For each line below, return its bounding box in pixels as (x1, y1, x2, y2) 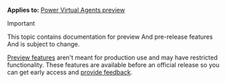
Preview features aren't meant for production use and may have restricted (7, 53, 218, 62)
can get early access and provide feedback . (7, 68, 133, 76)
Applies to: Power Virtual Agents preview (7, 6, 126, 14)
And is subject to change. (7, 40, 80, 48)
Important (7, 19, 35, 27)
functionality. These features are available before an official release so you (7, 61, 220, 68)
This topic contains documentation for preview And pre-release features (7, 33, 213, 41)
